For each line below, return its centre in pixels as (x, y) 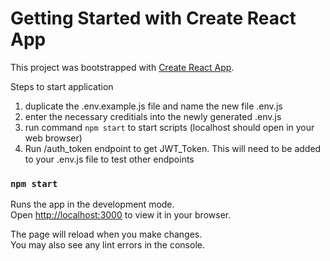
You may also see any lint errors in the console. (107, 245)
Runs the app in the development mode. (92, 204)
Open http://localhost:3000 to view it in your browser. (121, 215)
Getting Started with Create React (153, 18)
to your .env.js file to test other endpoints (109, 159)
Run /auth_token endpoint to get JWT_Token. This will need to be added (173, 148)
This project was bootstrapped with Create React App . (122, 67)
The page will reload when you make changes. (106, 234)
